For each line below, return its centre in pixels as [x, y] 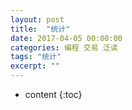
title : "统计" [40, 29]
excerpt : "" [35, 66]
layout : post [37, 19]
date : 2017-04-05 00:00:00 [66, 38]
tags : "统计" [36, 57]
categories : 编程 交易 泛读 [64, 47]
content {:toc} [53, 94]
